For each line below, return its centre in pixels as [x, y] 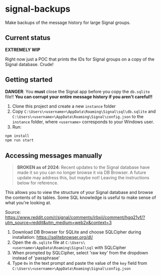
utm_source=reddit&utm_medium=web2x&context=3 [58, 223]
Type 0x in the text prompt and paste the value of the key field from [80, 263]
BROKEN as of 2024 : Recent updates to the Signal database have [83, 168]
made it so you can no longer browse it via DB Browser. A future [81, 172]
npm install [17, 136]
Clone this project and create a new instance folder [64, 106]
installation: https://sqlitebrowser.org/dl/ [52, 237]
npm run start [20, 140]
